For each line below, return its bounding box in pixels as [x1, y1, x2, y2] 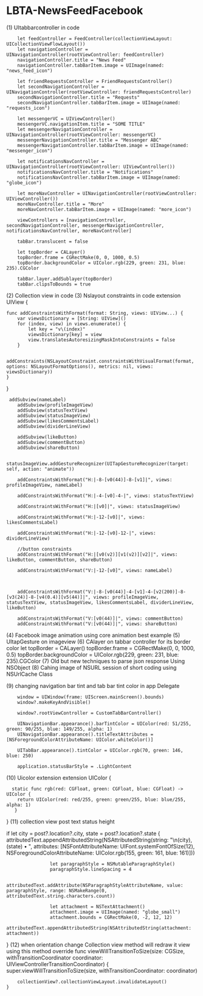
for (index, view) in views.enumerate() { [17, 321, 126, 327]
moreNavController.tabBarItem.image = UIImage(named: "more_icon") [17, 206, 191, 212]
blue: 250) [6, 753, 34, 759]
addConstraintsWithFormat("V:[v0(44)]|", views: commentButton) [17, 615, 184, 622]
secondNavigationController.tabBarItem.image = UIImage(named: [17, 99, 181, 106]
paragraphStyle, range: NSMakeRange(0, [6, 887, 108, 894]
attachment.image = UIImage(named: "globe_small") [49, 909, 181, 915]
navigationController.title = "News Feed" [17, 57, 126, 63]
